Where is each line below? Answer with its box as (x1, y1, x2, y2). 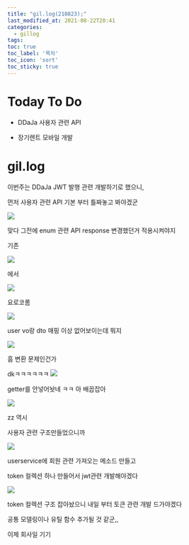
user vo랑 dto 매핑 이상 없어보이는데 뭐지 (7, 326, 122, 335)
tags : (7, 37, 23, 44)
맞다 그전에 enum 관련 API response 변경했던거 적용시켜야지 (7, 226, 176, 235)
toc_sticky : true (7, 63, 59, 70)
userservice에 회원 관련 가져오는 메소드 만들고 (7, 456, 137, 465)
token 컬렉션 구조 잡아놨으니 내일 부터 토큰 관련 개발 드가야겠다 (7, 500, 183, 508)
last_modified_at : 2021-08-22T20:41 (7, 17, 115, 24)
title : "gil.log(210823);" (7, 10, 87, 18)
